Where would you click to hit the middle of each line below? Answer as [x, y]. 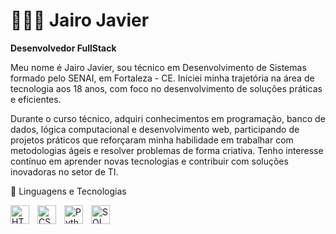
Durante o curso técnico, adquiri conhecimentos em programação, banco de [168, 118]
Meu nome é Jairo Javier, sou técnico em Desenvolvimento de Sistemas [158, 67]
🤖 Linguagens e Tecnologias [68, 191]
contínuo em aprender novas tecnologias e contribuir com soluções [149, 161]
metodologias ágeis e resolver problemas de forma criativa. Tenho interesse [167, 150]
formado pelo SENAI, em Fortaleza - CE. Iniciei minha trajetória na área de [162, 78]
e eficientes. [36, 99]
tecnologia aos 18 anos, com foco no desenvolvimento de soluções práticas [166, 88]
